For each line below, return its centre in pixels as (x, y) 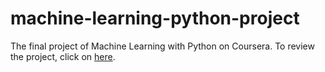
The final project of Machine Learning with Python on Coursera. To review (162, 46)
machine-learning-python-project (155, 18)
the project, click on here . (63, 56)
